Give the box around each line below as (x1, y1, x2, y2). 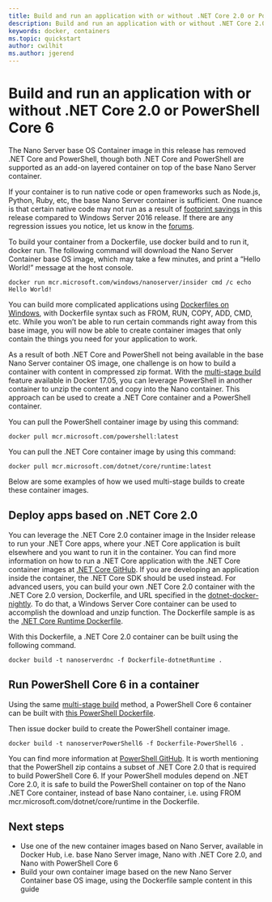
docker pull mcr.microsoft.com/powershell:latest (8, 432, 180, 441)
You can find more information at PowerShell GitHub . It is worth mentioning (8, 753, 259, 763)
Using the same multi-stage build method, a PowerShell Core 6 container (8, 699, 253, 709)
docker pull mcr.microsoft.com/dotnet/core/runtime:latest (8, 462, 212, 470)
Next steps (8, 819, 65, 833)
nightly (8, 599, 31, 608)
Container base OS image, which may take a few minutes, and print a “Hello (8, 254, 261, 264)
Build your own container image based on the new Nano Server (19, 867, 232, 877)
